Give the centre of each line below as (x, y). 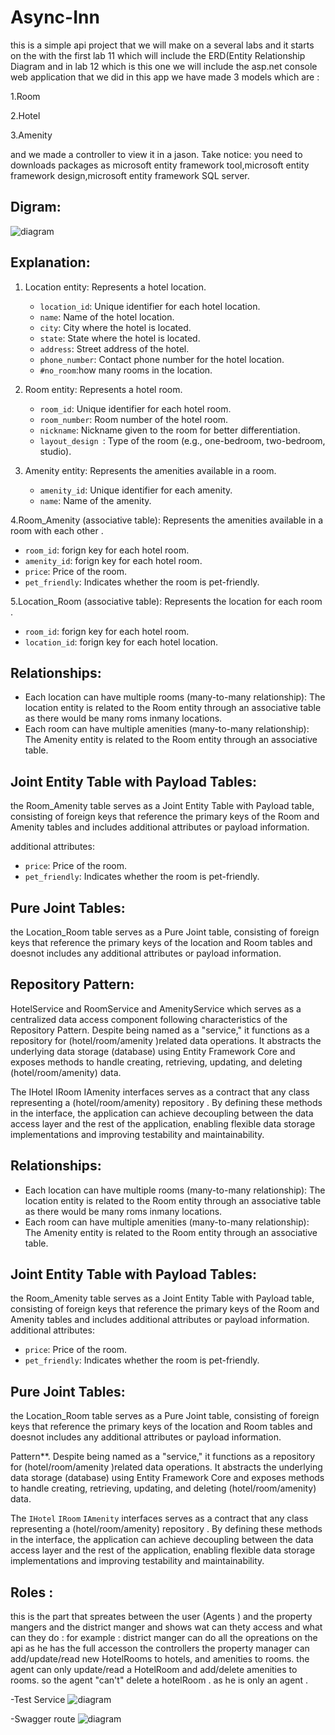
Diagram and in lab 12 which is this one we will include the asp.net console (164, 66)
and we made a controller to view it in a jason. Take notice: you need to (156, 154)
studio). (55, 451)
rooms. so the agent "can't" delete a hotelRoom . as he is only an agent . (159, 1680)
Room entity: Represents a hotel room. (103, 389)
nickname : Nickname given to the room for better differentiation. (170, 430)
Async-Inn (55, 17)
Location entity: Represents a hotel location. (115, 287)
